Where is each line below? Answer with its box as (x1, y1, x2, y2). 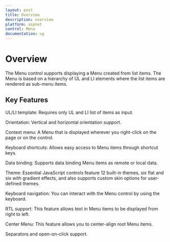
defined (5, 180, 22, 186)
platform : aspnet (5, 21, 42, 27)
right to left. (5, 211, 30, 217)
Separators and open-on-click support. (5, 231, 88, 237)
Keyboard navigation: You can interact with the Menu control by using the (5, 190, 160, 197)
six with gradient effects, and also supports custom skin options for (5, 175, 147, 181)
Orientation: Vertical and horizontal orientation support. (5, 119, 122, 125)
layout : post (5, 7, 33, 13)
